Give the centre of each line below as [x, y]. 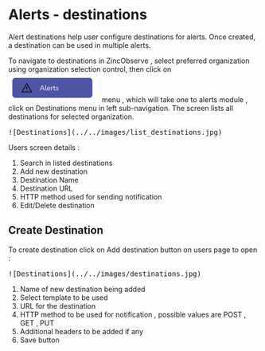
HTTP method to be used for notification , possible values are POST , [133, 314]
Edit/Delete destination [57, 205]
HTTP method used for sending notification [91, 196]
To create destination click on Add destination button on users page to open [133, 250]
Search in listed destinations [66, 163]
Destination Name [49, 179]
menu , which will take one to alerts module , [175, 99]
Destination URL [46, 188]
